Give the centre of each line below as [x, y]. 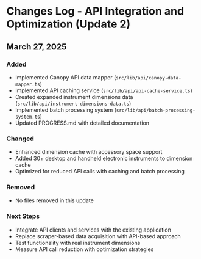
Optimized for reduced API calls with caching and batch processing [100, 172]
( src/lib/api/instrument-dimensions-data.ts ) [73, 103]
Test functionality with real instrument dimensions [78, 243]
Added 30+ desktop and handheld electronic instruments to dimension [104, 159]
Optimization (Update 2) [69, 24]
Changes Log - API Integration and [95, 11]
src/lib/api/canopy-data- [148, 78]
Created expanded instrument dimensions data [74, 97]
